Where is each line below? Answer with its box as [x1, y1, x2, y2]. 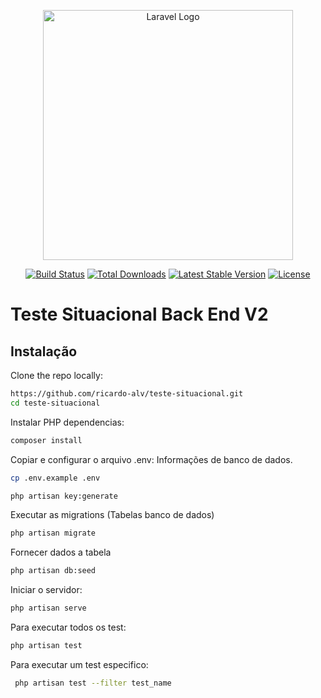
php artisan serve [10, 603, 87, 614]
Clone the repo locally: [10, 370, 103, 381]
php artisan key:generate [10, 491, 118, 501]
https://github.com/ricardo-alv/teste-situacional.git [10, 389, 244, 399]
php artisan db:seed [10, 566, 97, 576]
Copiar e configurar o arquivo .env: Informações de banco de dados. [10, 453, 293, 465]
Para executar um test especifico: [10, 658, 149, 670]
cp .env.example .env [10, 473, 101, 483]
